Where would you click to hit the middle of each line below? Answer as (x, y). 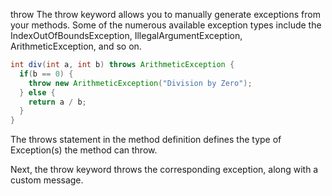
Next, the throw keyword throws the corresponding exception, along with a (164, 170)
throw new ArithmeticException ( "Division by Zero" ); (140, 83)
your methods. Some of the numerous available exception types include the (166, 25)
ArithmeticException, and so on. (76, 46)
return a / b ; (57, 102)
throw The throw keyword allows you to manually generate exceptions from (165, 14)
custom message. (47, 180)
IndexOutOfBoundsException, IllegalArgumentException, (126, 35)
